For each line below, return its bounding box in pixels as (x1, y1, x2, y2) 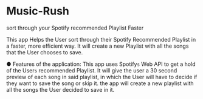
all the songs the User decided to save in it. (6, 86, 115, 93)
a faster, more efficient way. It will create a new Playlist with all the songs (6, 42, 189, 49)
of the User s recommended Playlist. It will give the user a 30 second (6, 66, 177, 74)
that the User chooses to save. (6, 48, 83, 56)
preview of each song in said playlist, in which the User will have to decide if (6, 73, 198, 80)
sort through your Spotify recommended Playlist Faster (6, 24, 144, 31)
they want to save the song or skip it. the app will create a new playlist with (6, 80, 194, 87)
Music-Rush (6, 4, 70, 18)
